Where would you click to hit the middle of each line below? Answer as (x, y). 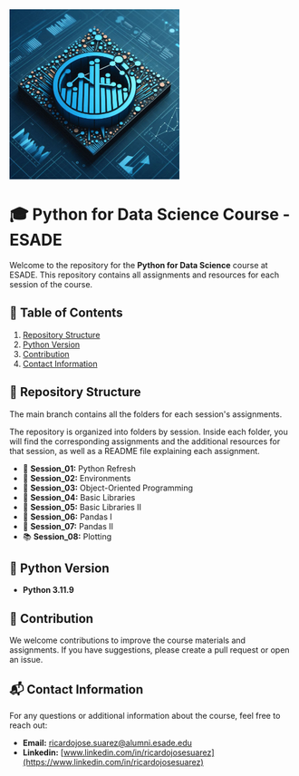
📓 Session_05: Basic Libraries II (82, 507)
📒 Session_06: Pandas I (67, 517)
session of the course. (51, 284)
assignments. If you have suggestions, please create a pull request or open (149, 650)
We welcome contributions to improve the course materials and (128, 640)
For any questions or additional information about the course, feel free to (145, 716)
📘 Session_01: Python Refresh (79, 468)
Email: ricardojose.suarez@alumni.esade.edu (107, 743)
